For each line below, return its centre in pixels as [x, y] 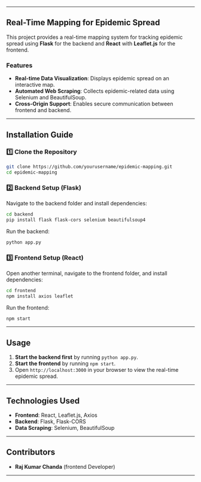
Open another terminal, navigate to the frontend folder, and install [87, 273]
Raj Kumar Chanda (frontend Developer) [65, 466]
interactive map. [35, 85]
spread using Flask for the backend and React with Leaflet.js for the [91, 43]
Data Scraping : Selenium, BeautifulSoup [65, 428]
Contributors [31, 452]
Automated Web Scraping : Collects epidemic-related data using [95, 91]
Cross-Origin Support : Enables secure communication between [94, 104]
